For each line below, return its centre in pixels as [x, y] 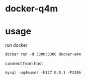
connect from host [24, 64]
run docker [16, 45]
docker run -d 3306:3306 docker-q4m [43, 54]
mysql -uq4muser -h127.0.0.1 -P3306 [43, 73]
